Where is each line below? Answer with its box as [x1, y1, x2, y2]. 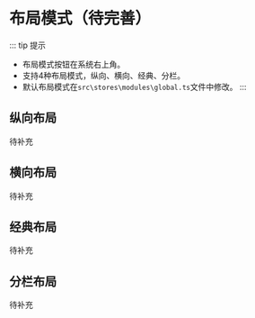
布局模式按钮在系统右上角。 [22, 59, 126, 69]
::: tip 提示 [9, 40, 47, 50]
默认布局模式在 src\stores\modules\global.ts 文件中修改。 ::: [22, 81, 247, 92]
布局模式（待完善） [9, 8, 152, 29]
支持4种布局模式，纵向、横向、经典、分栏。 [22, 69, 186, 81]
